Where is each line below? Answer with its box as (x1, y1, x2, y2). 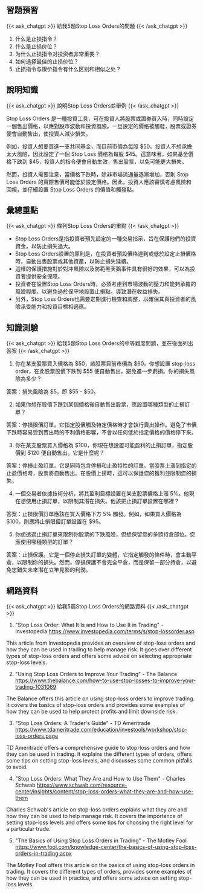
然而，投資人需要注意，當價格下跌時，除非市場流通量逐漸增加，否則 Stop (6, 170, 189, 178)
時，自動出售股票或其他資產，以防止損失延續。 (14, 258, 132, 265)
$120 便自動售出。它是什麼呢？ (27, 449, 105, 457)
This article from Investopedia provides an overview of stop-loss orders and (6, 639, 195, 647)
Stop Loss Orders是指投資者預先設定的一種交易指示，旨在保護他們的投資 (14, 235, 196, 242)
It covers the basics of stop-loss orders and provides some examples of (6, 701, 185, 709)
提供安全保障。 (25, 273, 63, 280)
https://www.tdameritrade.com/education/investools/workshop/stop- (14, 726, 188, 733)
